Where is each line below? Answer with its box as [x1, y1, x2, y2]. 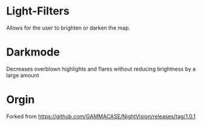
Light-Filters [6, 4, 70, 18]
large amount [6, 71, 39, 79]
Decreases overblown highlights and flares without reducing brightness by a [6, 65, 196, 72]
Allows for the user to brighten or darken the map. [6, 24, 131, 31]
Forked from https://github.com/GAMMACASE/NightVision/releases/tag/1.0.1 [6, 113, 196, 120]
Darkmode [6, 45, 60, 59]
